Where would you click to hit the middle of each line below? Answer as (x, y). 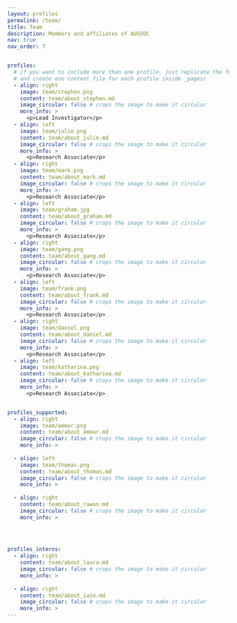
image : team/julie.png (53, 131)
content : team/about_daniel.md (66, 334)
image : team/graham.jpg (55, 210)
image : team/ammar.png (53, 425)
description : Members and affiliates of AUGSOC (79, 34)
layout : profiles (33, 14)
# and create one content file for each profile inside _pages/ (110, 78)
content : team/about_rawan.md (65, 504)
